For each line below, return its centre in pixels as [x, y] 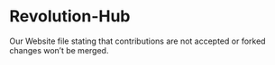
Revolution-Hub [70, 16]
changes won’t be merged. [59, 50]
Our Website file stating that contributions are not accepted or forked [137, 41]
